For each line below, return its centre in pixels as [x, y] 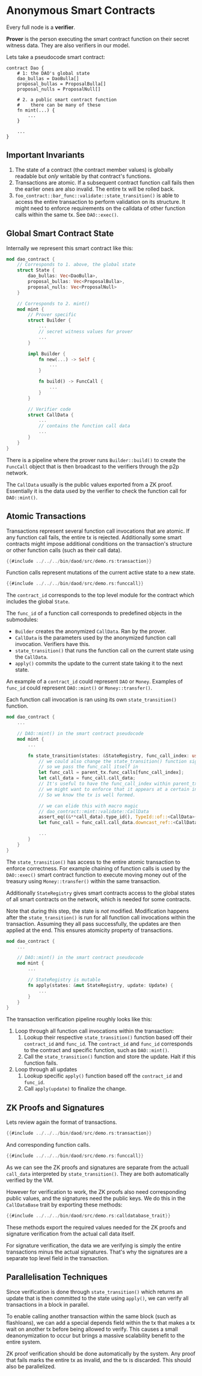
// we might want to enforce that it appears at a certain [114, 789]
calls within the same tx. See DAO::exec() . [67, 214]
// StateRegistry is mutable [64, 980]
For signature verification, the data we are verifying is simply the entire [94, 1245]
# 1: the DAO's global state [54, 73]
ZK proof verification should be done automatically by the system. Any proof [101, 1353]
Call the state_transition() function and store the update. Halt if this [110, 1057]
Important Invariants [45, 155]
